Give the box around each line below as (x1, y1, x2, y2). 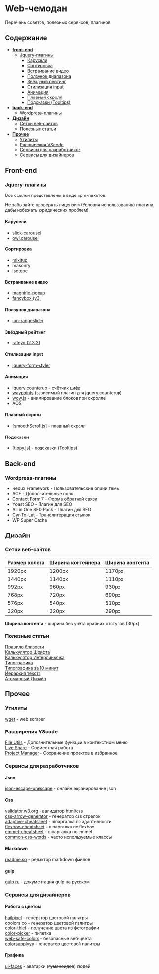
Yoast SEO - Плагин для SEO (12, 501, 73, 507)
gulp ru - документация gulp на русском (5, 879, 90, 885)
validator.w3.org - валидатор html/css (5, 808, 83, 814)
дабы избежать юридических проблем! (5, 207, 89, 213)
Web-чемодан (5, 3, 68, 14)
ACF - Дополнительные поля (12, 490, 74, 496)
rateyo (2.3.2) (12, 340, 40, 346)
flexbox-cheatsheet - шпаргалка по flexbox (5, 824, 95, 829)
